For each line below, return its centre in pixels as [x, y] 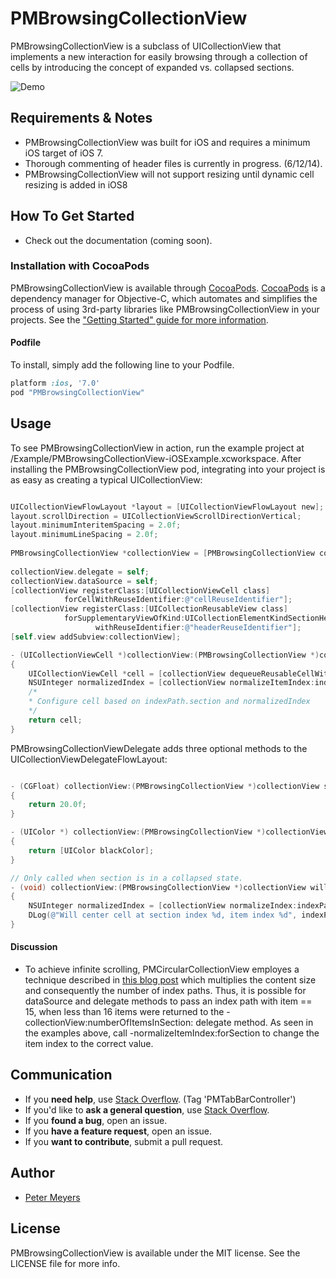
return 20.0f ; [57, 805]
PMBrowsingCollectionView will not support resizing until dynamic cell [169, 174]
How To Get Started [72, 216]
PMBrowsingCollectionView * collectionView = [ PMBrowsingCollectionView [162, 553]
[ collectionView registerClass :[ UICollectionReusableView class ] [149, 609]
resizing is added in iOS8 [76, 184]
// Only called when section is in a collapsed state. [127, 878]
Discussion [34, 947]
